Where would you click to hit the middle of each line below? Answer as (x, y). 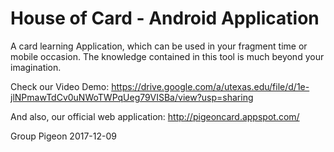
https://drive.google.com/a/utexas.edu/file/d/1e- (210, 86)
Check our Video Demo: (60, 86)
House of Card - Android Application (165, 18)
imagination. (36, 67)
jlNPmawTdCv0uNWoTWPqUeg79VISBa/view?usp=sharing (132, 97)
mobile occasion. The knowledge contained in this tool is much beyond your (167, 56)
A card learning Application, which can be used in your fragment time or (159, 46)
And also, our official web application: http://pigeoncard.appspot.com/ (155, 116)
